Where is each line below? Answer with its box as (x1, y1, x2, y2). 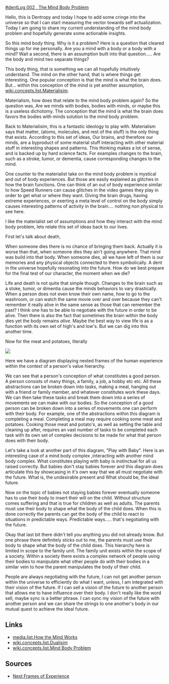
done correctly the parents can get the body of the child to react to (5, 511, 145, 517)
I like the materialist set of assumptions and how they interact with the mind (5, 218, 162, 224)
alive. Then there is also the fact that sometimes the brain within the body (5, 313, 158, 318)
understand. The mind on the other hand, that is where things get (5, 71, 141, 78)
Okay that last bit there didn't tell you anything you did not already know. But (5, 531, 164, 538)
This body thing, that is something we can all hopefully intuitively (5, 66, 140, 72)
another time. (5, 329, 33, 334)
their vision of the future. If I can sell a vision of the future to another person (5, 585, 163, 590)
